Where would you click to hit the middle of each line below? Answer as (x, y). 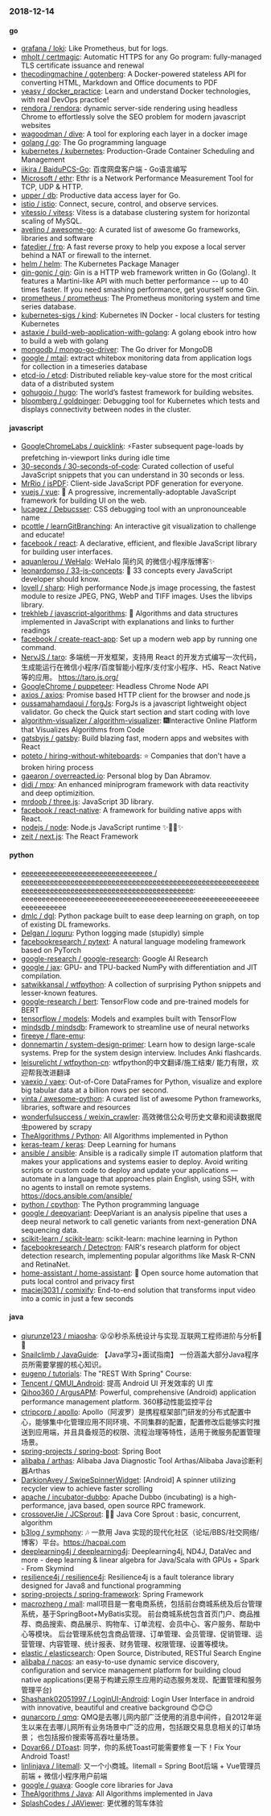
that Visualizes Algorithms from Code (82, 730)
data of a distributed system (68, 384)
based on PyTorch (51, 950)
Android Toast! (45, 1756)
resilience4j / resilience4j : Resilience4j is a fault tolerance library (127, 1577)
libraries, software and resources (76, 1107)
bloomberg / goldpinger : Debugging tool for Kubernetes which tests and (140, 401)
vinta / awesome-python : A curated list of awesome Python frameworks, (141, 1098)
